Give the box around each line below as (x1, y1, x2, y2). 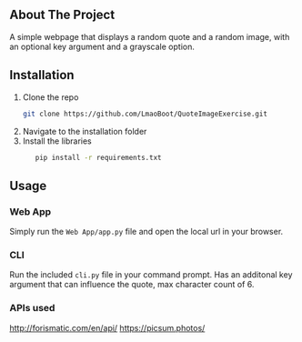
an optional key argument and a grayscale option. (9, 41, 196, 52)
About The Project (9, 7, 116, 23)
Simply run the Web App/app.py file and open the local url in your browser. (9, 226, 284, 237)
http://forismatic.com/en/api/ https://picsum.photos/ (9, 322, 206, 333)
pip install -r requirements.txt (35, 153, 162, 162)
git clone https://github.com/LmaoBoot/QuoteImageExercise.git (22, 109, 268, 118)
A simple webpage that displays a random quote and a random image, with (9, 31, 290, 42)
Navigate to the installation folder (22, 126, 147, 136)
